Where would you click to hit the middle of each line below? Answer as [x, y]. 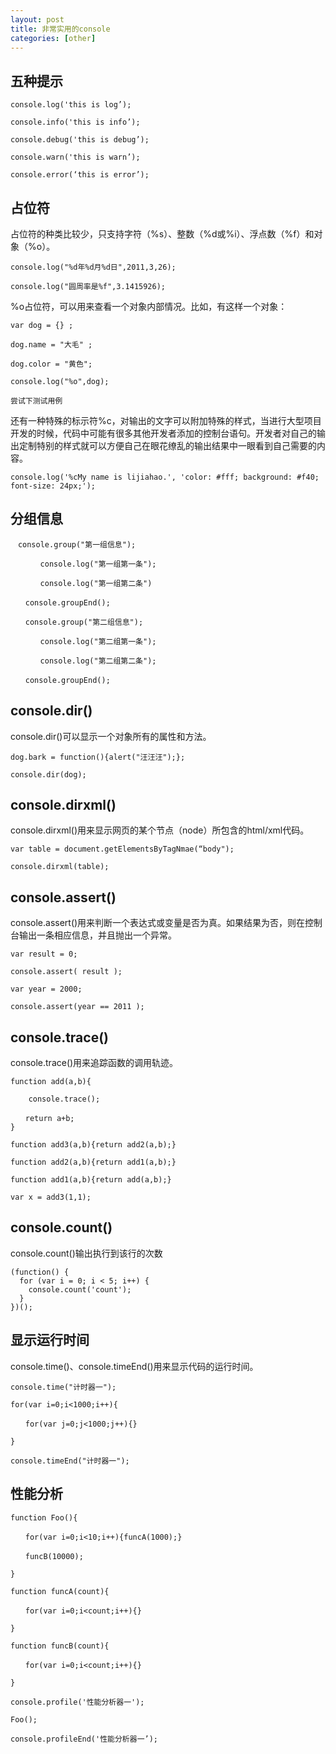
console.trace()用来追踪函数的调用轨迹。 [94, 1063]
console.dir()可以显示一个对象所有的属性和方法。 [111, 736]
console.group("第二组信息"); [84, 622]
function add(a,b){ [51, 1082]
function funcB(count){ [60, 1646]
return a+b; [49, 1119]
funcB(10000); [54, 1556]
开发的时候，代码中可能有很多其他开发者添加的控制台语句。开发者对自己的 [163, 433]
